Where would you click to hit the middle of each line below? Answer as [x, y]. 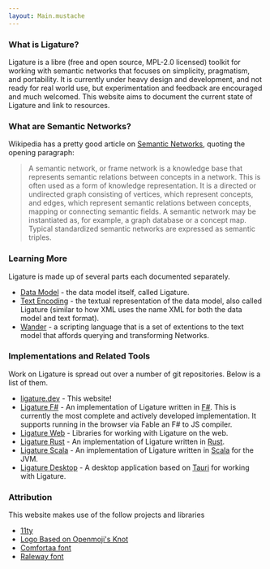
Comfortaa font [45, 548]
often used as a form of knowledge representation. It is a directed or [142, 186]
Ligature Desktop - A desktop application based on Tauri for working [135, 467]
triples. [40, 237]
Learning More [38, 258]
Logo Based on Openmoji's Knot [74, 539]
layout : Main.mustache [47, 16]
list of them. [28, 382]
